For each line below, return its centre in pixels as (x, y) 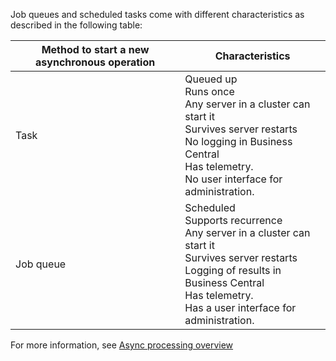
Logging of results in (233, 270)
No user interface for (233, 179)
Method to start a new (95, 49)
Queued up (211, 79)
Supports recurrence (233, 220)
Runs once (209, 91)
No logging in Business (238, 141)
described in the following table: (76, 25)
